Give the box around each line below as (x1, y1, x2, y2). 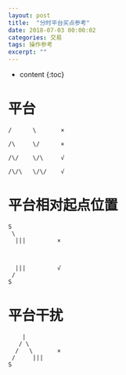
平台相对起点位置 (8, 196, 119, 214)
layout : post (8, 11, 51, 20)
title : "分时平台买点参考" (8, 19, 90, 27)
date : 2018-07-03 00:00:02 (8, 26, 96, 34)
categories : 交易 (8, 33, 63, 42)
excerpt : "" (8, 48, 47, 56)
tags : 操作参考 (8, 41, 53, 49)
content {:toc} (19, 70, 65, 79)
